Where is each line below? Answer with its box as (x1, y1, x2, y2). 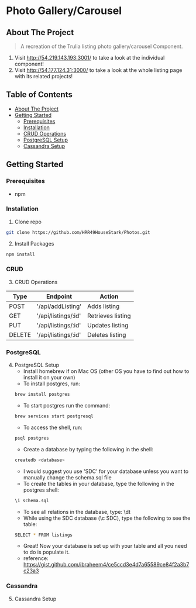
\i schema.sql (14, 498, 49, 503)
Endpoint (46, 292, 72, 300)
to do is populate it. (23, 548, 70, 556)
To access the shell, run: (23, 424, 82, 431)
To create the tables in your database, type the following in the (23, 480, 174, 487)
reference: (23, 555, 49, 562)
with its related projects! (14, 73, 73, 80)
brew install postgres (14, 392, 70, 398)
